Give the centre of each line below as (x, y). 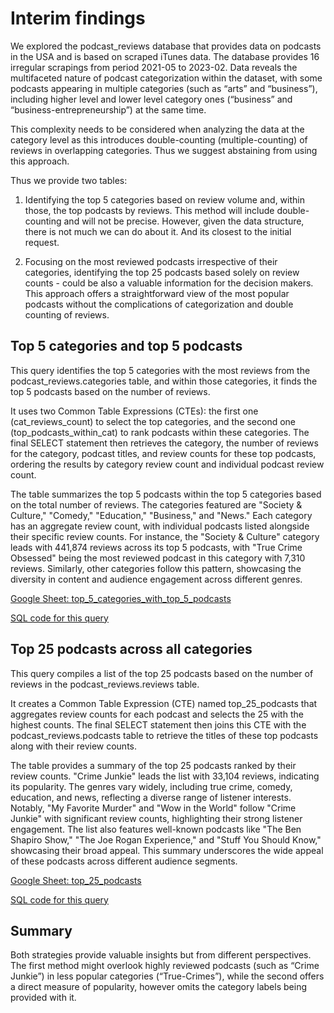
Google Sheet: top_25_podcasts (76, 880)
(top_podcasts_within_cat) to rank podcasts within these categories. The (160, 432)
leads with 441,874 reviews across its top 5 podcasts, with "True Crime (156, 547)
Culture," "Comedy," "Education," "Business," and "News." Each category (161, 515)
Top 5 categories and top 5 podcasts (126, 346)
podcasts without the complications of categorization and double (159, 304)
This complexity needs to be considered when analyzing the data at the (157, 129)
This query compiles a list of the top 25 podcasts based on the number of (162, 673)
